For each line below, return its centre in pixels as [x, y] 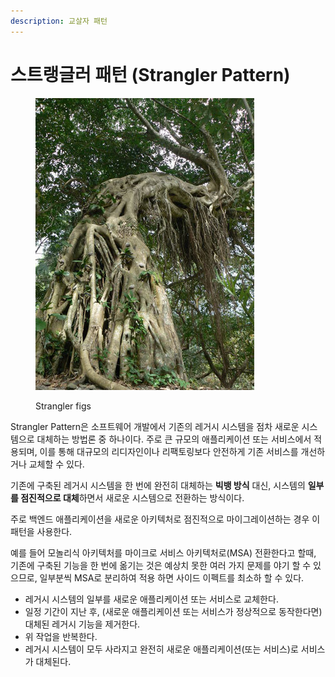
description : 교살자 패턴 [59, 21]
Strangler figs [63, 406]
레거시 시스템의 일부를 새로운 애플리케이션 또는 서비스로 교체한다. [151, 599]
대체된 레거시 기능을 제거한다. [82, 624]
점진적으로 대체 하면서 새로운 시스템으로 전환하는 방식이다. [132, 497]
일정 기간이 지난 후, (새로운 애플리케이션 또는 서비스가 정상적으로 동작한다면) [173, 611]
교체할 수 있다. [56, 464]
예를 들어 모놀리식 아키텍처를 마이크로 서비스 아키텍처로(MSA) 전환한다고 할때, [163, 552]
